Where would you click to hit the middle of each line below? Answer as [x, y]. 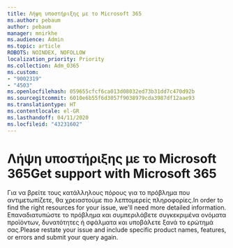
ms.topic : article [34, 46]
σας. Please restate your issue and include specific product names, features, [117, 230]
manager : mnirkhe [32, 33]
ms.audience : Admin [36, 40]
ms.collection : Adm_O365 [43, 66]
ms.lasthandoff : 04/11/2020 [48, 117]
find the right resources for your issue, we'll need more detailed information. [117, 207]
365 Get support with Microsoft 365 [112, 174]
